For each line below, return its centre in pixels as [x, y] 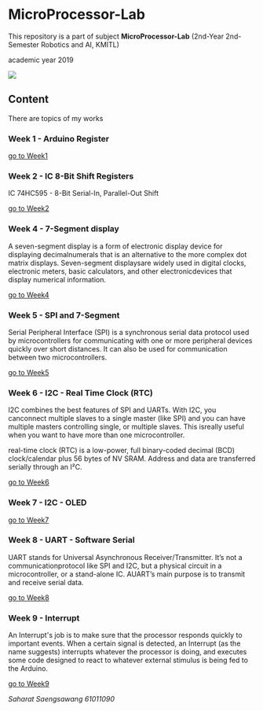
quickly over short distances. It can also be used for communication [118, 348]
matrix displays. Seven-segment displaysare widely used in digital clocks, [127, 263]
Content [29, 99]
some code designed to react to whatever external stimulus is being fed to [128, 660]
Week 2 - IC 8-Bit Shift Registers [71, 176]
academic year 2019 [41, 60]
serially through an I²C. [45, 467]
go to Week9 [29, 684]
